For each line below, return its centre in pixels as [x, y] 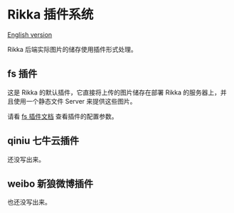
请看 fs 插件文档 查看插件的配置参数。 [63, 116]
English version [30, 34]
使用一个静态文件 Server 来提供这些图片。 [75, 101]
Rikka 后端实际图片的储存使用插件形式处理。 [72, 49]
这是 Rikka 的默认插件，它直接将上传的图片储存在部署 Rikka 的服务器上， [114, 92]
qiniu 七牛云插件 [43, 141]
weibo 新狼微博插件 [50, 184]
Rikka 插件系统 [50, 15]
